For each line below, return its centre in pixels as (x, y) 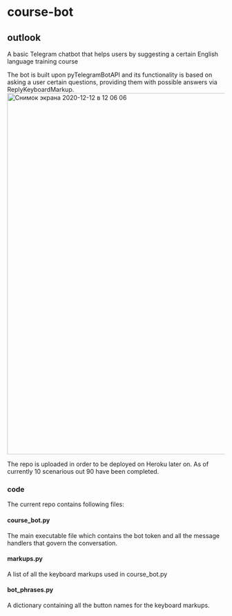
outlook (24, 38)
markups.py (25, 559)
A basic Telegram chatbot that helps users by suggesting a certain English (113, 54)
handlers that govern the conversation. (62, 543)
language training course (42, 61)
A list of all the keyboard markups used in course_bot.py (87, 574)
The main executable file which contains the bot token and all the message (113, 535)
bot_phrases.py (30, 590)
